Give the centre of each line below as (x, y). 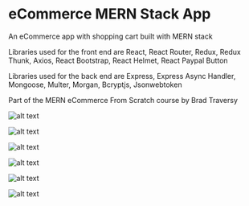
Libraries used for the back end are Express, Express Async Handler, (122, 76)
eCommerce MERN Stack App (110, 14)
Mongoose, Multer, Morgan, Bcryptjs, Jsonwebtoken (95, 84)
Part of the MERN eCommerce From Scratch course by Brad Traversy (123, 100)
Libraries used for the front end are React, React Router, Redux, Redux (124, 51)
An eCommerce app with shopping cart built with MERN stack (110, 36)
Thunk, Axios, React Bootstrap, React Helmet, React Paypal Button (118, 60)
